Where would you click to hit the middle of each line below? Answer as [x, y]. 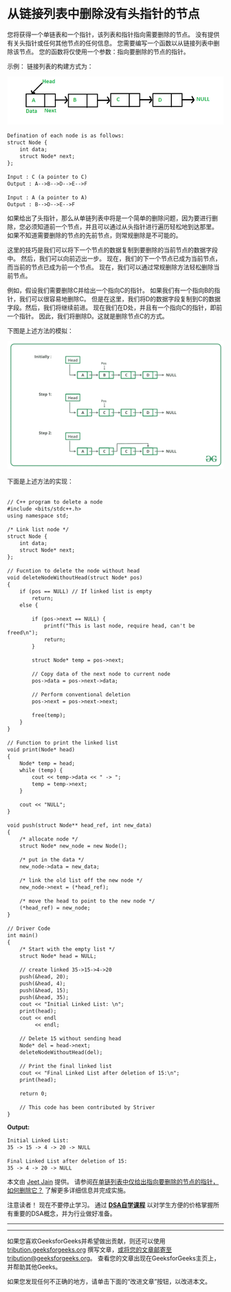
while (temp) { [41, 770]
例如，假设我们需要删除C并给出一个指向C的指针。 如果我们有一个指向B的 [111, 290]
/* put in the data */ [52, 860]
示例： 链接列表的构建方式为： [50, 66]
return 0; [34, 1094]
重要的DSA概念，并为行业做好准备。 [64, 1213]
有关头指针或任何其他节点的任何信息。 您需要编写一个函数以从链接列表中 [110, 43]
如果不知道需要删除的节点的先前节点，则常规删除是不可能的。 [95, 235]
